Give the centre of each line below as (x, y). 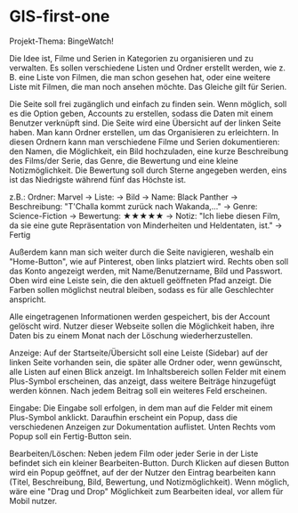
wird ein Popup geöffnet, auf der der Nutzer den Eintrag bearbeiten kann (142, 472)
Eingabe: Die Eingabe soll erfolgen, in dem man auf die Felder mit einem (141, 408)
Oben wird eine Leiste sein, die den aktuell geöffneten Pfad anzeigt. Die (141, 280)
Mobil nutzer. (33, 501)
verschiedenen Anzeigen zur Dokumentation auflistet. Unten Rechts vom (142, 427)
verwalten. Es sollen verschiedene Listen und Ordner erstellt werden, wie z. (148, 68)
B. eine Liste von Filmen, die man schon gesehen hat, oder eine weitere (140, 77)
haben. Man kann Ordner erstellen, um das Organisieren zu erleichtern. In (144, 132)
